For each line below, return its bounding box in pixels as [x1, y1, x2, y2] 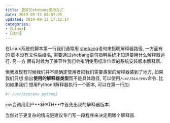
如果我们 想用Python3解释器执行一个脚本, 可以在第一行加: [9, 81, 130, 88]
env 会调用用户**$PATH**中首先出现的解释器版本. [5, 101, 111, 107]
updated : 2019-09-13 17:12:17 [5, 17, 70, 22]
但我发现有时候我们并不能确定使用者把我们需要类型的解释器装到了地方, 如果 [5, 69, 163, 75]
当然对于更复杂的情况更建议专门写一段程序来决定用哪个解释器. [5, 112, 136, 118]
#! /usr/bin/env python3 [5, 92, 58, 97]
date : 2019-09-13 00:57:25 [5, 12, 62, 17]
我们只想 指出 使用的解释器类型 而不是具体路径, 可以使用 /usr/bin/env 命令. [5, 75, 158, 81]
